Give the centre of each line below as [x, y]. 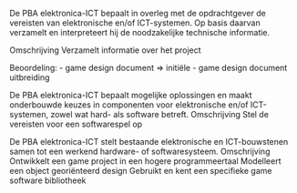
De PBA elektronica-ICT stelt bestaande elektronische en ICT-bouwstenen [149, 142]
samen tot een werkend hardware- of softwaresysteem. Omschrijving [140, 151]
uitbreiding [30, 77]
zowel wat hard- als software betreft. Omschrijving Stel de [159, 114]
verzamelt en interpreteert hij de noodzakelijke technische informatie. [140, 32]
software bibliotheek [48, 180]
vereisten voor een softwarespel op [76, 124]
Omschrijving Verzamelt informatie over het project [106, 50]
